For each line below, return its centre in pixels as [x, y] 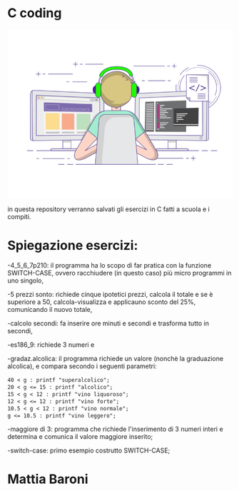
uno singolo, [26, 280]
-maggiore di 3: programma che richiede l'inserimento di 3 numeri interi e [115, 429]
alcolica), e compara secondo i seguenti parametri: [82, 366]
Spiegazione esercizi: [73, 246]
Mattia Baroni [48, 479]
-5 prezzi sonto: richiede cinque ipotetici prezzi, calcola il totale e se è [110, 294]
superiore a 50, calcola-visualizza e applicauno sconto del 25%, [102, 302]
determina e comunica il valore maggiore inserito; [80, 436]
